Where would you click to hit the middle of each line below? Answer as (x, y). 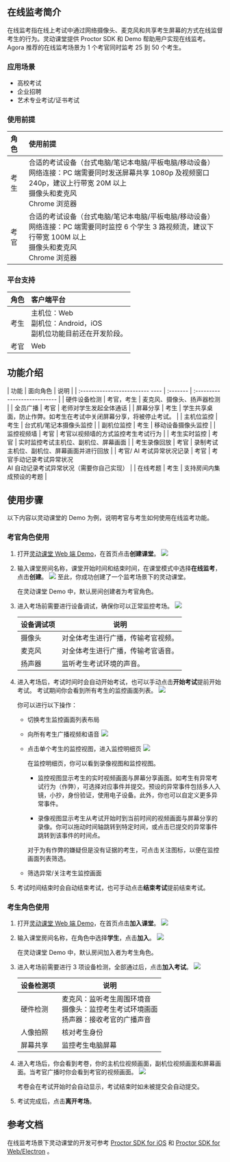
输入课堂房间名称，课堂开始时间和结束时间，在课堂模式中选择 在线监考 (116, 568)
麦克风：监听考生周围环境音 (106, 999)
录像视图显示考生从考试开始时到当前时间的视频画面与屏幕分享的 (127, 818)
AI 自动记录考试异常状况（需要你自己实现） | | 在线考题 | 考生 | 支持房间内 (111, 468)
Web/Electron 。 (30, 1151)
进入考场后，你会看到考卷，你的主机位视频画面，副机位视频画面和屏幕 (116, 1063)
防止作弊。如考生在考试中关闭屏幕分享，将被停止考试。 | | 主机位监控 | (118, 416)
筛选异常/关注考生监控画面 (64, 873)
